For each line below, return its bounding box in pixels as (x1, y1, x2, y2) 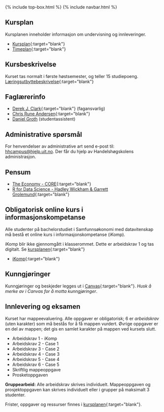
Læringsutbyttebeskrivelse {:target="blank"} (5, 78, 94, 84)
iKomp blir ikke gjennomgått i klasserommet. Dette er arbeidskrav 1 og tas (5, 241, 154, 247)
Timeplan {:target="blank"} (12, 46, 66, 52)
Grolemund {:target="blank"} (12, 191, 70, 198)
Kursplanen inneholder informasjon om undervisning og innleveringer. (5, 31, 146, 37)
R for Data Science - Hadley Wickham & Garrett (12, 186, 109, 192)
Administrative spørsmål (5, 130, 82, 139)
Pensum (5, 168, 31, 176)
